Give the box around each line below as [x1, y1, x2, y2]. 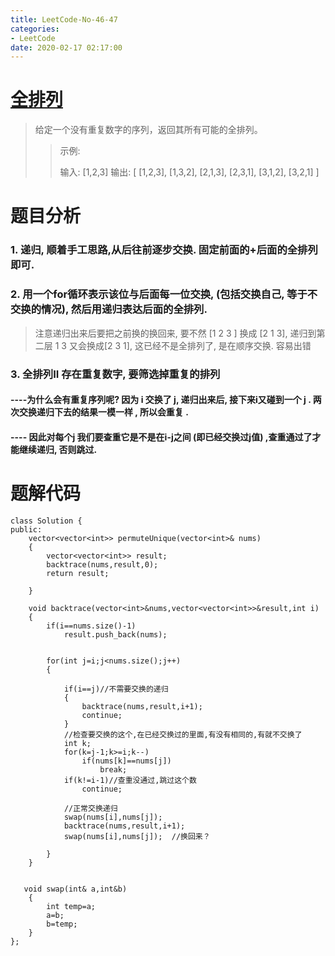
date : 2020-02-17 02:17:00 [10, 42, 123, 53]
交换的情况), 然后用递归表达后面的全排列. [10, 302, 208, 316]
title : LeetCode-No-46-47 [10, 14, 118, 25]
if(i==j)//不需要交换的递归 [63, 684, 169, 694]
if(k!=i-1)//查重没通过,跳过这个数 [63, 775, 197, 785]
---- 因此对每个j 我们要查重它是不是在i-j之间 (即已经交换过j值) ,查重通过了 [10, 431, 313, 443]
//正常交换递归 [63, 803, 118, 813]
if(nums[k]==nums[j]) [81, 756, 172, 766]
